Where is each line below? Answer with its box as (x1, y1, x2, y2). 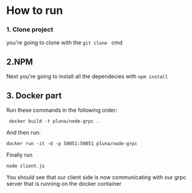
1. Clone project (6, 25, 54, 34)
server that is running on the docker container (6, 180, 122, 188)
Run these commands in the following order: (6, 107, 118, 114)
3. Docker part (6, 90, 62, 101)
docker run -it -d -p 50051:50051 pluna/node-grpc (6, 141, 138, 147)
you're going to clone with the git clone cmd (6, 39, 123, 46)
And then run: (6, 129, 41, 137)
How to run (6, 4, 63, 18)
